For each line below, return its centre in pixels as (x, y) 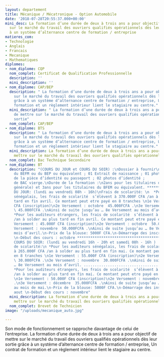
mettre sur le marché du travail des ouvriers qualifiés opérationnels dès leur (81, 339)
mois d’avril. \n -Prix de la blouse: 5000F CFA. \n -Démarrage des (81, 233)
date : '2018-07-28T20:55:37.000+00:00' (46, 19)
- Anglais (15, 46)
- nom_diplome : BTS (25, 128)
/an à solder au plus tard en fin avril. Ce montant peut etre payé (85, 219)
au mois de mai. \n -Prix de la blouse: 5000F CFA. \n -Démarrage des (83, 288)
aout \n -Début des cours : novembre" (52, 292)
